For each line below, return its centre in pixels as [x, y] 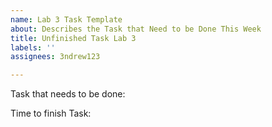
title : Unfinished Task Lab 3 [73, 38]
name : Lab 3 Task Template [66, 19]
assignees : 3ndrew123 [55, 57]
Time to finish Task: [51, 113]
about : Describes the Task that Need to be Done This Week [136, 29]
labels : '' [33, 47]
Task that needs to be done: [68, 94]
